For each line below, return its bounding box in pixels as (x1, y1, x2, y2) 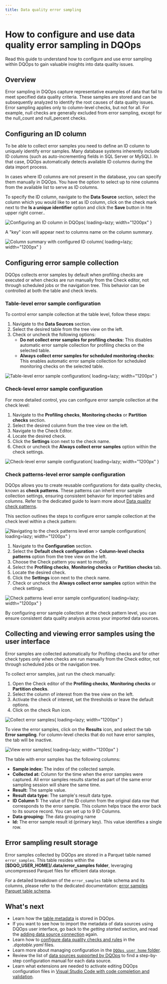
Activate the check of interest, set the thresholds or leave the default (12, 696, 154, 703)
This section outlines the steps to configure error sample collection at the (5, 513, 156, 519)
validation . (12, 974, 34, 980)
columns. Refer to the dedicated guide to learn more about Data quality (5, 498, 151, 504)
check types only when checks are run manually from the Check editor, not (5, 656, 160, 662)
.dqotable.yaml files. (12, 942, 55, 948)
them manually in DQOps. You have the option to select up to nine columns (5, 179, 159, 185)
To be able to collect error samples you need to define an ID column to (5, 143, 150, 149)
